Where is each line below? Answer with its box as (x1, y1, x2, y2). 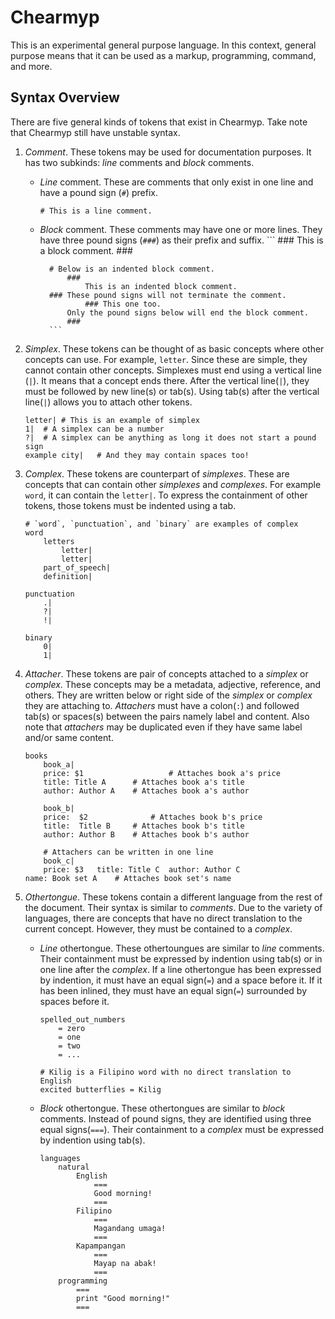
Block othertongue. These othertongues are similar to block (39, 1102, 286, 1114)
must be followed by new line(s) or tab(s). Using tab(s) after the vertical (24, 385, 320, 397)
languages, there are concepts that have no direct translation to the (24, 912, 303, 924)
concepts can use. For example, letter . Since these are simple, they (24, 353, 308, 365)
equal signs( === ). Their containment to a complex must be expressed (39, 1123, 325, 1135)
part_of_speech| (43, 562, 111, 573)
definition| (43, 571, 93, 581)
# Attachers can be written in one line (43, 847, 214, 857)
